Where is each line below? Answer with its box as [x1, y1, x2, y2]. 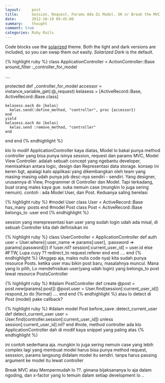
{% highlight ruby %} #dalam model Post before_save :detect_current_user [5, 306, 158, 312]
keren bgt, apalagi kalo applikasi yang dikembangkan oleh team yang [5, 169, 146, 174]
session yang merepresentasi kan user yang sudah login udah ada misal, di [5, 219, 158, 225]
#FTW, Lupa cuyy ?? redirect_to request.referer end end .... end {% [5, 250, 142, 255]
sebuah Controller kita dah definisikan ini [5, 225, 88, 230]
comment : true [5, 26, 35, 31]
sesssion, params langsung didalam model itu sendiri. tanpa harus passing [5, 352, 157, 358]
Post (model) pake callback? [5, 296, 63, 302]
